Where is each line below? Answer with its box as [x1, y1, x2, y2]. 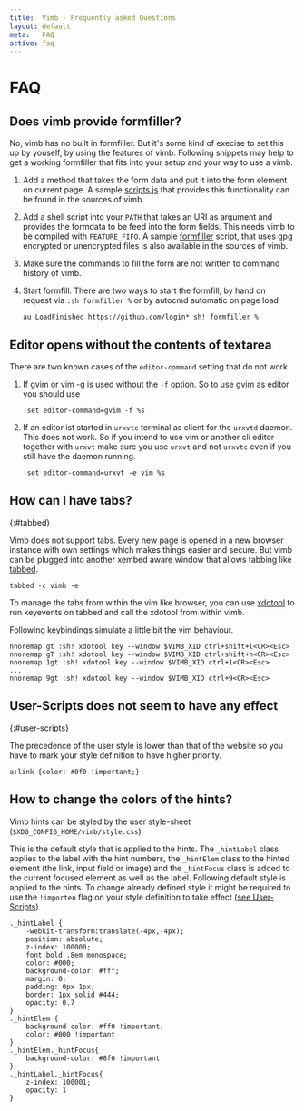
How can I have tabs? [9, 493, 133, 508]
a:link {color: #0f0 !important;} [9, 767, 141, 776]
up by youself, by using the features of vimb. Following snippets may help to [9, 147, 294, 159]
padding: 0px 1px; [25, 982, 95, 991]
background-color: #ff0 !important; [25, 1022, 165, 1031]
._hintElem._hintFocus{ [9, 1046, 100, 1055]
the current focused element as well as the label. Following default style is [9, 872, 286, 883]
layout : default [9, 22, 71, 31]
